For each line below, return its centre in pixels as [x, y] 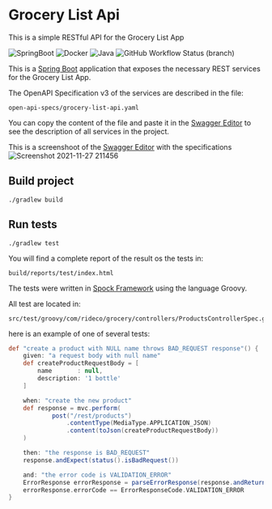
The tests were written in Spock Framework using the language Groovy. [128, 288]
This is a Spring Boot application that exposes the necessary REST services [134, 68]
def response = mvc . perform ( [72, 408]
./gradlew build [36, 200]
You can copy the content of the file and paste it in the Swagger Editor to [130, 122]
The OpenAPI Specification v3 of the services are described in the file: [126, 93]
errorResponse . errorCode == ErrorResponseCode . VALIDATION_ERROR [134, 490]
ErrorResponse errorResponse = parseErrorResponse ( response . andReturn [144, 482]
